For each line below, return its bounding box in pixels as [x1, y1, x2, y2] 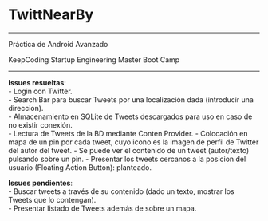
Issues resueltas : [8, 77, 66, 87]
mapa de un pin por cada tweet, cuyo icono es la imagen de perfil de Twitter [8, 137, 259, 147]
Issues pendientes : [8, 178, 73, 187]
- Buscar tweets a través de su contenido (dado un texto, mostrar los [8, 186, 235, 196]
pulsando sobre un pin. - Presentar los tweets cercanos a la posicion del [8, 154, 246, 164]
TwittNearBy [8, 6, 94, 24]
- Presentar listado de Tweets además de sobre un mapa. [8, 203, 197, 213]
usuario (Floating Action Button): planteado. [8, 162, 152, 172]
